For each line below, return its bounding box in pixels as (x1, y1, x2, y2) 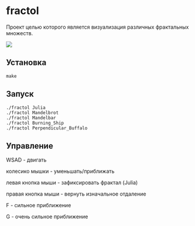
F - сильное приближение (6, 202, 71, 209)
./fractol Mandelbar (6, 115, 57, 121)
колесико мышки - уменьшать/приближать (6, 168, 115, 175)
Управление (6, 141, 54, 150)
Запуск (6, 89, 34, 99)
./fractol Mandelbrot (6, 109, 59, 115)
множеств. (6, 29, 33, 36)
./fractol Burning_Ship (6, 120, 64, 126)
